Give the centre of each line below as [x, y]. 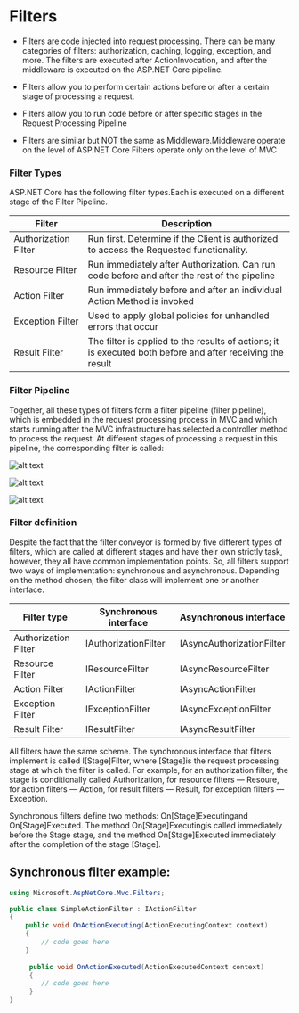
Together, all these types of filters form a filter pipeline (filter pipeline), [138, 410]
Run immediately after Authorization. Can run [182, 265]
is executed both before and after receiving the [186, 352]
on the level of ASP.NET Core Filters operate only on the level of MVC [149, 150]
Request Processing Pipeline [74, 123]
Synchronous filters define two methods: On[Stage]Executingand [129, 815]
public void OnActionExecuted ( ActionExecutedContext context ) [147, 967]
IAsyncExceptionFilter [225, 709]
